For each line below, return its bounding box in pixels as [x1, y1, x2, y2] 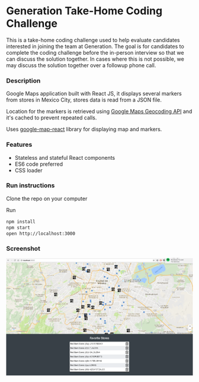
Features [6, 141, 33, 149]
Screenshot [6, 244, 40, 252]
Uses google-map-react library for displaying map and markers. [6, 126, 162, 133]
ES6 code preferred [14, 160, 63, 168]
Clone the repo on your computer [6, 195, 88, 202]
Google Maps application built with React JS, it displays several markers [6, 90, 182, 97]
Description [6, 76, 41, 84]
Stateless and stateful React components [14, 154, 115, 161]
